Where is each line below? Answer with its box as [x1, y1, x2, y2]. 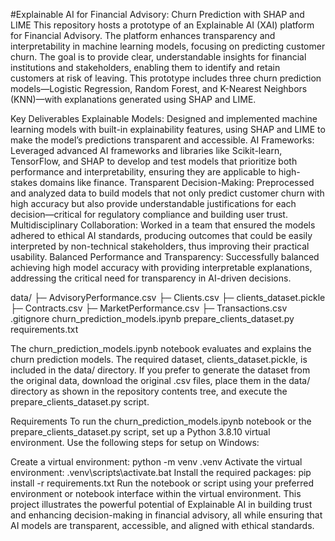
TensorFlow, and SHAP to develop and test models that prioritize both [10, 155, 298, 167]
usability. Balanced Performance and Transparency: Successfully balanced [10, 251, 320, 263]
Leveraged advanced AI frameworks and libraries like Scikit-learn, [10, 145, 283, 156]
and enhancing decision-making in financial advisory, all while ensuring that [10, 509, 323, 521]
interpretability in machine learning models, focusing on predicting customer [10, 40, 326, 52]
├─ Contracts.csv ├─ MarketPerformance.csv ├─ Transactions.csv [10, 302, 288, 314]
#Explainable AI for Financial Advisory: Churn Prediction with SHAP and [10, 9, 305, 20]
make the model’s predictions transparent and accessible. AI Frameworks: [10, 134, 315, 146]
